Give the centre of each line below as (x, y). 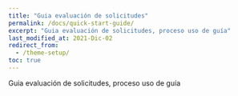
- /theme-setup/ (42, 53)
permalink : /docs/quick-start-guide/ (71, 23)
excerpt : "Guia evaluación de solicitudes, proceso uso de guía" (119, 30)
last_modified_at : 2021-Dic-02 (61, 38)
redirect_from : (34, 46)
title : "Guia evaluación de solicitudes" (79, 16)
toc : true (25, 61)
